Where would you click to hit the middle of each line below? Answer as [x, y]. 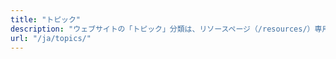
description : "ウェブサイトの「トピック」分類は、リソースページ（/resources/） [162, 29]
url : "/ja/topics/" [51, 38]
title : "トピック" [46, 19]
